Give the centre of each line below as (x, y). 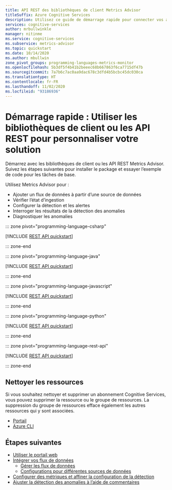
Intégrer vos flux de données (43, 460)
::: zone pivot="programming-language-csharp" (56, 226)
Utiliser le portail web (35, 455)
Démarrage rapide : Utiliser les (71, 117)
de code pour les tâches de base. (41, 175)
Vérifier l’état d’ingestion (38, 200)
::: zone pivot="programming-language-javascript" (59, 286)
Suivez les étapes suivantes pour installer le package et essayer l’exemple (83, 169)
